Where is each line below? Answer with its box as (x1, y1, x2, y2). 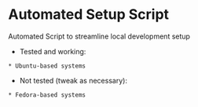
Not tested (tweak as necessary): (19, 76, 128, 85)
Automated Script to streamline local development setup (8, 31, 191, 41)
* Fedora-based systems (8, 90, 86, 99)
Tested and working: (19, 46, 86, 56)
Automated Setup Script (8, 6, 170, 24)
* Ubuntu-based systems (8, 61, 86, 70)
